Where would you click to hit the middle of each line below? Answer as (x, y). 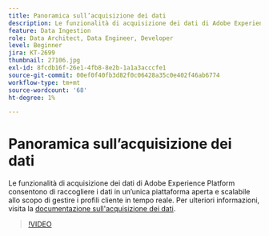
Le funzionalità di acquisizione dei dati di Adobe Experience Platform (122, 183)
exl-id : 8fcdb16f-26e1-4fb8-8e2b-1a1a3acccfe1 (87, 68)
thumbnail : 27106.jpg (44, 61)
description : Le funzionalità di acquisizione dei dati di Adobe (119, 23)
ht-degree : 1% (32, 98)
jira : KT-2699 (32, 53)
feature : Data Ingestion (50, 30)
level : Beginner (35, 46)
